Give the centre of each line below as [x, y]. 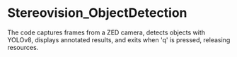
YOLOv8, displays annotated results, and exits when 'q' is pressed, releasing [119, 39]
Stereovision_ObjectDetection [97, 13]
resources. [23, 47]
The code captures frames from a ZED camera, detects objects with [106, 32]
